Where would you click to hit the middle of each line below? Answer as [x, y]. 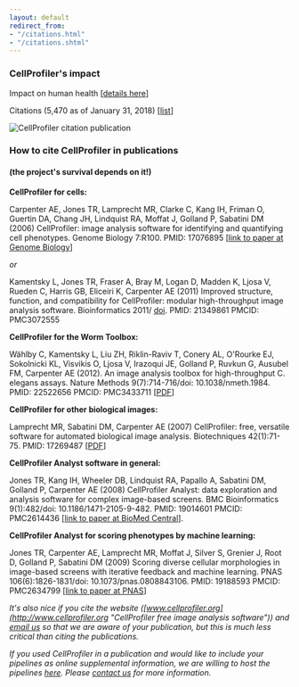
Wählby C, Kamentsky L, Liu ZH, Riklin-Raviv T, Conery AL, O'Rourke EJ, [141, 354]
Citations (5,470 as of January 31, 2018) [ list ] [92, 110]
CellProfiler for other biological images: [84, 409]
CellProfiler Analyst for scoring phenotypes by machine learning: [133, 535]
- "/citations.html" [48, 34]
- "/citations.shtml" [49, 42]
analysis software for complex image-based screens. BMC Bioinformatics [144, 499]
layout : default [39, 17]
